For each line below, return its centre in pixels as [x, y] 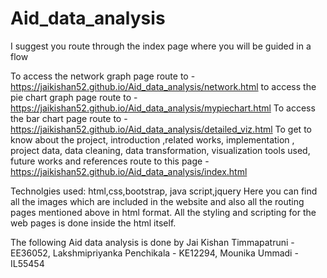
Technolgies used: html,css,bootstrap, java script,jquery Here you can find [164, 191]
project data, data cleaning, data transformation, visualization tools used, [160, 150]
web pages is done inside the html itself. [93, 223]
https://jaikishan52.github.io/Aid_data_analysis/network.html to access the [163, 86]
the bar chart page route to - [69, 118]
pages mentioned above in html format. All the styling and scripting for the [163, 212]
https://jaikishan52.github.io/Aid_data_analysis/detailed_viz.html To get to [161, 129]
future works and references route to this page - [110, 161]
